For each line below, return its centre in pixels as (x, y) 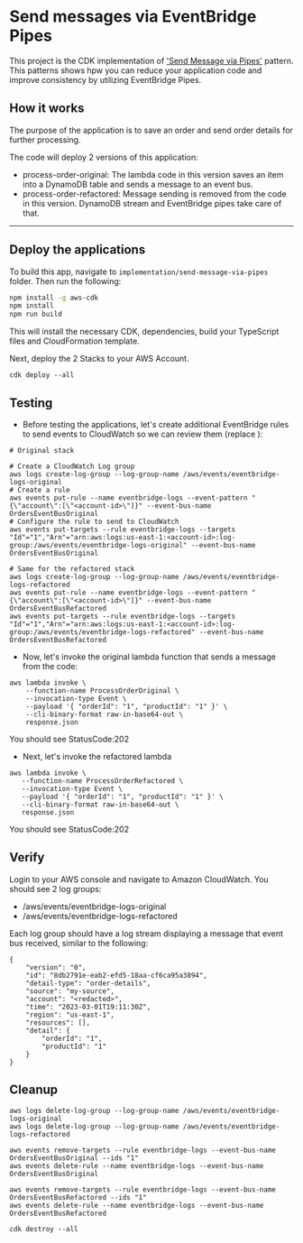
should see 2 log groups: (55, 889)
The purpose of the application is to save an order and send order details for (151, 130)
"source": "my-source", (70, 991)
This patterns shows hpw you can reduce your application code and (136, 70)
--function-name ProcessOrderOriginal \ (102, 691)
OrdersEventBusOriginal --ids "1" (74, 1158)
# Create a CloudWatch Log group (72, 466)
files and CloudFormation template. (74, 341)
